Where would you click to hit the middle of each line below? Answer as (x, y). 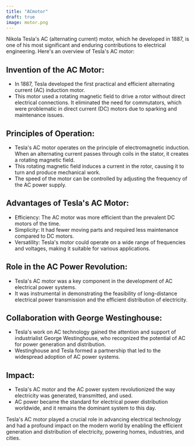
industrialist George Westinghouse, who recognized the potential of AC (100, 338)
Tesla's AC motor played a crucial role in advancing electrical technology (94, 420)
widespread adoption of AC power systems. (67, 357)
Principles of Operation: (51, 133)
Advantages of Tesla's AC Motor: (68, 203)
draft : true (20, 17)
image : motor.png (27, 22)
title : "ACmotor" (27, 11)
